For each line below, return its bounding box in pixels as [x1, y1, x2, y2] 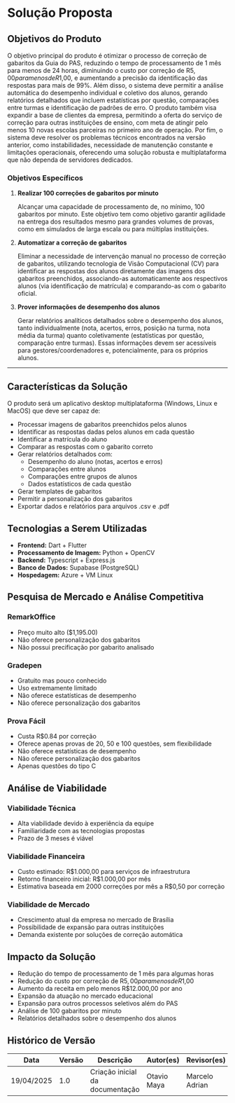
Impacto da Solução [7, 951, 96, 963]
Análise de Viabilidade [7, 782, 107, 794]
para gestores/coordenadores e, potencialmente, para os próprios [17, 346, 208, 355]
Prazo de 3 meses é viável [17, 834, 94, 842]
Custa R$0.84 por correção [17, 732, 97, 741]
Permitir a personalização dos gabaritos [17, 495, 133, 503]
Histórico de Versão [7, 1034, 96, 1046]
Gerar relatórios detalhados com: [17, 450, 113, 458]
